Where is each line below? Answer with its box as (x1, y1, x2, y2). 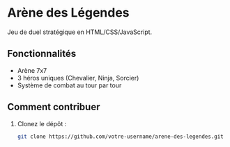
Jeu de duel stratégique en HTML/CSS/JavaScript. (7, 28, 153, 36)
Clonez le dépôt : (17, 119, 67, 128)
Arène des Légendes (7, 5, 130, 21)
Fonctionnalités (7, 48, 77, 60)
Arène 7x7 (17, 66, 47, 74)
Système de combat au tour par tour (17, 81, 122, 89)
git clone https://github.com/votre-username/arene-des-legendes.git (17, 133, 224, 140)
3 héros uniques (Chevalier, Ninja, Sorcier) (17, 73, 139, 82)
